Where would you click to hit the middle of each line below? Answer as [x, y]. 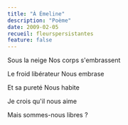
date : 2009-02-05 [33, 27]
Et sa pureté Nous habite [43, 88]
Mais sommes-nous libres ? [48, 115]
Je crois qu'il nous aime [42, 101]
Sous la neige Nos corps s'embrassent [64, 60]
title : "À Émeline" [36, 14]
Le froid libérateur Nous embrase [56, 74]
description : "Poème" [39, 20]
